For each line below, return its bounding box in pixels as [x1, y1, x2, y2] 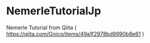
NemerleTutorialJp [6, 4, 101, 18]
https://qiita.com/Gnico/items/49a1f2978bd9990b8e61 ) [6, 30, 145, 37]
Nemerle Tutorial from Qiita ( [6, 24, 77, 31]
